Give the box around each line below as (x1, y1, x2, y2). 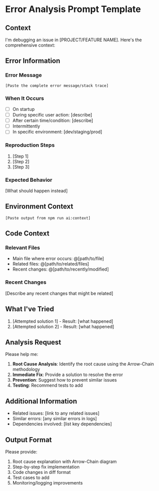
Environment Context (5, 202, 74, 211)
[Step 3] (12, 164, 30, 170)
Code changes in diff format (12, 469, 71, 475)
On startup (12, 106, 35, 112)
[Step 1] (12, 153, 29, 159)
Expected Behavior (5, 176, 53, 183)
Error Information (5, 57, 61, 65)
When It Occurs (5, 94, 44, 101)
